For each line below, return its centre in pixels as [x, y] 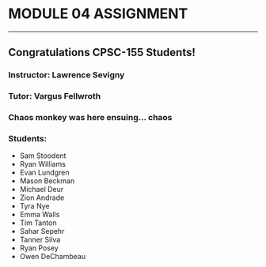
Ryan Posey [39, 248]
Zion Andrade [42, 197]
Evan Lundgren [44, 173]
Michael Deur [42, 190]
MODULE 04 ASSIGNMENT [98, 14]
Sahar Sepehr [42, 231]
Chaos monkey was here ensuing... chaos [90, 118]
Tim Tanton [38, 223]
